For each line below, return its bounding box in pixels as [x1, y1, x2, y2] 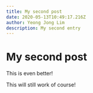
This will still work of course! [6, 81, 76, 88]
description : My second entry [6, 25, 81, 31]
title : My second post [6, 8, 62, 15]
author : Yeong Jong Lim [6, 19, 65, 25]
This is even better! [6, 70, 53, 77]
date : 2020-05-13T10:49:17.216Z [6, 14, 86, 20]
